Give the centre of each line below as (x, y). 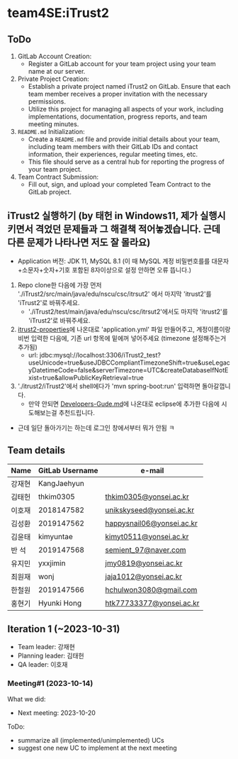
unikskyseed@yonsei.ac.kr (150, 510)
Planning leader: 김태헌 (51, 656)
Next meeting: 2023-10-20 (56, 713)
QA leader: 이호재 (42, 665)
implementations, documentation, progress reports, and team (118, 116)
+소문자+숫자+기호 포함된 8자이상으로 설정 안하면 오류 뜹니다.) (104, 270)
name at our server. (57, 71)
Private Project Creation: (53, 79)
